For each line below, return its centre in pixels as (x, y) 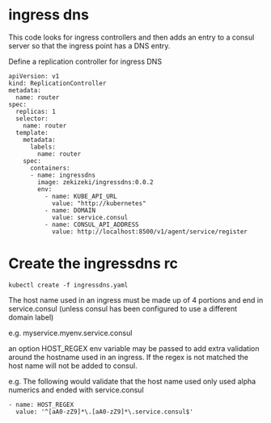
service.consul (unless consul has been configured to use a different (123, 308)
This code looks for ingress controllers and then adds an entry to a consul (131, 37)
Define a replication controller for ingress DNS (85, 61)
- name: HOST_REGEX (41, 404)
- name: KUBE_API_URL (80, 196)
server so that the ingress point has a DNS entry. (89, 45)
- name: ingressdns (62, 175)
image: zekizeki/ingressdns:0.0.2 (95, 182)
